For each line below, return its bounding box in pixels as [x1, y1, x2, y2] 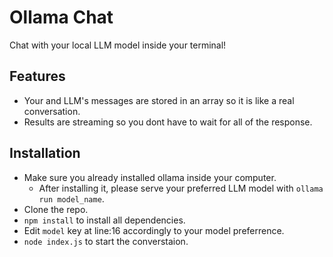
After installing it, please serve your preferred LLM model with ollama [38, 182, 324, 194]
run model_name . [38, 192, 105, 205]
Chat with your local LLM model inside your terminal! [9, 39, 227, 51]
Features [9, 68, 66, 85]
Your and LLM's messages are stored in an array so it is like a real [23, 94, 295, 106]
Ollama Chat [9, 6, 114, 29]
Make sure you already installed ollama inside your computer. [23, 171, 277, 183]
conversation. [23, 105, 81, 117]
